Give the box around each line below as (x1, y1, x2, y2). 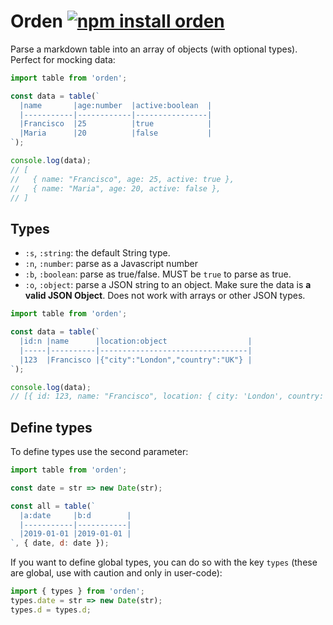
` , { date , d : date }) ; (10, 538, 110, 549)
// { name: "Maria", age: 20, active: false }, (10, 183, 222, 194)
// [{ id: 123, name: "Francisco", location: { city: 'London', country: (10, 391, 325, 402)
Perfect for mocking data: (10, 53, 116, 65)
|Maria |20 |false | (19, 128, 213, 139)
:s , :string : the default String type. (24, 247, 171, 259)
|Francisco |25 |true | (19, 119, 213, 129)
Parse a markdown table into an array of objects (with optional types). (10, 43, 298, 55)
